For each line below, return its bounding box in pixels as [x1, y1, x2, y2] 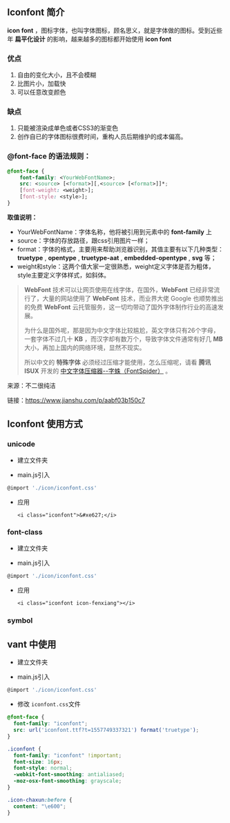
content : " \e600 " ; [13, 803, 67, 810]
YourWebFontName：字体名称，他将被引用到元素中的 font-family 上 [17, 227, 213, 236]
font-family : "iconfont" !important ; [13, 752, 122, 759]
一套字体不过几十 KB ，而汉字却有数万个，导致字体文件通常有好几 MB [23, 334, 223, 343]
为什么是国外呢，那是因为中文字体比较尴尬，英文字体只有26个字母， [23, 326, 220, 334]
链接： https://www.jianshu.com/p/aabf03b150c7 [7, 396, 145, 404]
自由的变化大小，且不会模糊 [17, 71, 97, 79]
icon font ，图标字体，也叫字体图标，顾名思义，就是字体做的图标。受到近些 [7, 26, 223, 35]
